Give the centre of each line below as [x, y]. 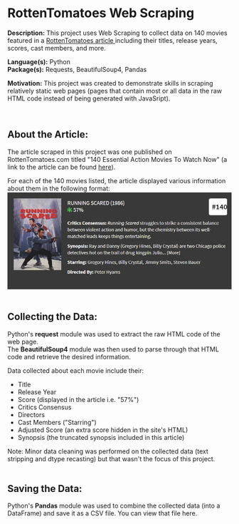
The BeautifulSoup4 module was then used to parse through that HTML [113, 349]
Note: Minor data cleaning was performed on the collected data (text [108, 451]
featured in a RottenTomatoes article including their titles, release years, [113, 40]
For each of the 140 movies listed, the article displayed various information [117, 180]
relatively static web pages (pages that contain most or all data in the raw [115, 91]
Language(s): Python [39, 61]
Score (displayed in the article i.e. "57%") [78, 399]
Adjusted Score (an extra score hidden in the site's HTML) [103, 430]
